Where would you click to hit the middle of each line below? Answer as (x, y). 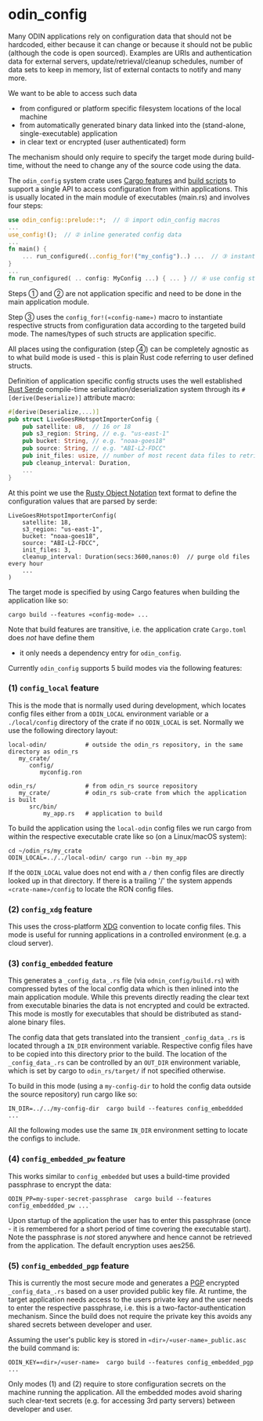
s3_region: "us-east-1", (63, 529)
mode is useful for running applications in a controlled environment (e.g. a (127, 935)
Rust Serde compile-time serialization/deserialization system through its (124, 389)
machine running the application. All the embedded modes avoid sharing (125, 1393)
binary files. (47, 1022)
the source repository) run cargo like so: (73, 1094)
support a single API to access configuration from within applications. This (128, 189)
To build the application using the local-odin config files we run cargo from (130, 828)
